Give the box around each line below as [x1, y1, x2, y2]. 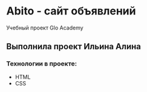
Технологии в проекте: [6, 60, 77, 68]
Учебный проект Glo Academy [6, 24, 83, 31]
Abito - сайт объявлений [6, 4, 136, 18]
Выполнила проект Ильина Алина [6, 41, 141, 52]
